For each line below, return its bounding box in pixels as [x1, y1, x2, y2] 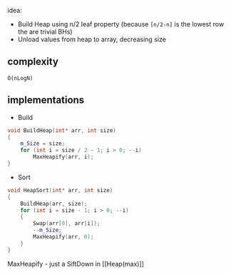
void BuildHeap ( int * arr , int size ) [7, 126, 116, 134]
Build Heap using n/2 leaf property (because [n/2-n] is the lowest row [17, 20, 225, 28]
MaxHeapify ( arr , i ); [33, 154, 94, 161]
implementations [7, 94, 85, 106]
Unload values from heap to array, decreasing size [17, 35, 166, 44]
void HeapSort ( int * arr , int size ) [7, 186, 113, 194]
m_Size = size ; [20, 140, 66, 147]
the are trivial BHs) [17, 28, 73, 36]
